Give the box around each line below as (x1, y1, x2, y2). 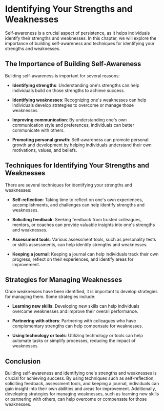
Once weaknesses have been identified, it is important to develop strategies (5, 289, 158, 295)
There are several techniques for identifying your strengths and (5, 182, 133, 188)
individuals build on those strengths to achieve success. (12, 87, 125, 93)
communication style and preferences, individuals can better (12, 122, 134, 128)
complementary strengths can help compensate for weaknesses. (12, 323, 143, 329)
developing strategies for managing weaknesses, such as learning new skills (5, 391, 159, 397)
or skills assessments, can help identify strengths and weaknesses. (12, 241, 148, 248)
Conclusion (5, 357, 41, 365)
